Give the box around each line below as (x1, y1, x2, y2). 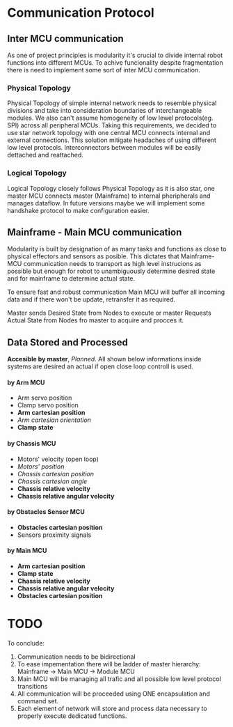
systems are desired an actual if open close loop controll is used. (7, 362, 193, 370)
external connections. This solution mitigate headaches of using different (7, 136, 217, 144)
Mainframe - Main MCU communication (7, 226, 182, 238)
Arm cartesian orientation (17, 416, 92, 424)
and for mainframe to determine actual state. (7, 274, 136, 283)
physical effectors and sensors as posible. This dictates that (7, 252, 179, 260)
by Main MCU (7, 547, 47, 555)
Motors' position (17, 462, 65, 471)
